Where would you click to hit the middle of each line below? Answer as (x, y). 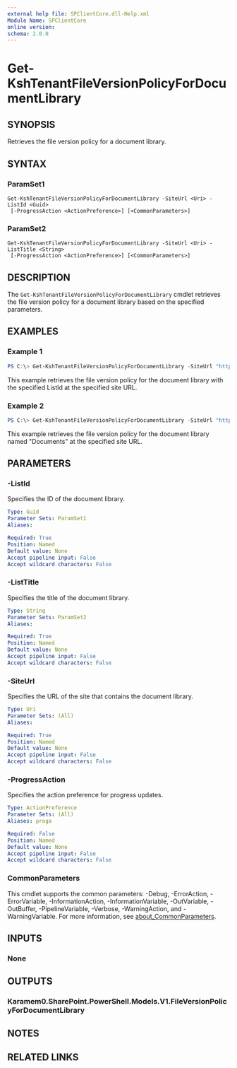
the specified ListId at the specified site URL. (72, 387)
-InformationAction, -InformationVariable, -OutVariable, (129, 901)
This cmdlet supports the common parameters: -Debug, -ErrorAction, (108, 893)
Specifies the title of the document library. (68, 597)
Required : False (31, 834)
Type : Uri (22, 710)
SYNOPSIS (31, 124)
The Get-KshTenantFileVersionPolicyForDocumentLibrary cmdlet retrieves (114, 295)
